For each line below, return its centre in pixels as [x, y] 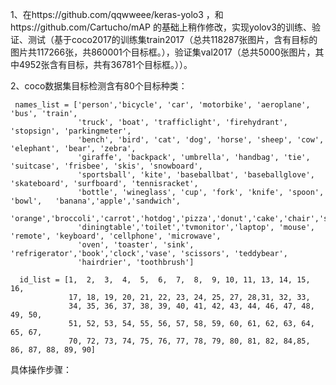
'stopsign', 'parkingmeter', [71, 131]
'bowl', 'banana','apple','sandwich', [96, 201]
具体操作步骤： [41, 369]
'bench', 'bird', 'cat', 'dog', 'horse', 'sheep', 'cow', [201, 140]
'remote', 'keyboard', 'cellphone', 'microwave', [116, 236]
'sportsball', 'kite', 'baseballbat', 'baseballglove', [196, 175]
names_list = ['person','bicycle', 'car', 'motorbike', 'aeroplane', [162, 105]
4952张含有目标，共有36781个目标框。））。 [105, 64]
